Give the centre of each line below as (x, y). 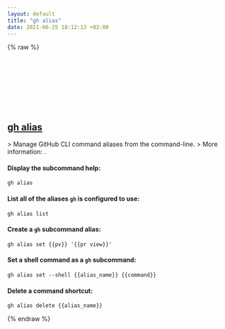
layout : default (31, 14)
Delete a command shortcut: (50, 291)
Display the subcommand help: (54, 168)
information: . (27, 152)
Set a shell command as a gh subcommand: (72, 260)
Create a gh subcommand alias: (54, 229)
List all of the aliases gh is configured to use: (74, 199)
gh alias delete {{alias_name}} (55, 306)
